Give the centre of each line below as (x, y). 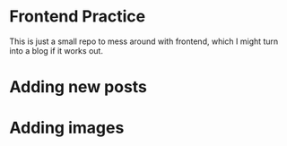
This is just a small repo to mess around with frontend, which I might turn (144, 41)
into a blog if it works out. (56, 50)
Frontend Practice (78, 17)
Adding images (67, 128)
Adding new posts (78, 87)
